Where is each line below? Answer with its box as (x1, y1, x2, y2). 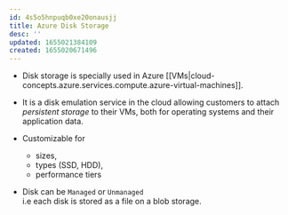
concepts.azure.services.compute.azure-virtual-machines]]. (21, 80, 244, 91)
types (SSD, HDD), (35, 160, 104, 171)
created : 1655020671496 (9, 46, 98, 55)
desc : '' (9, 29, 42, 38)
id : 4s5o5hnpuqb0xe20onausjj (9, 12, 117, 22)
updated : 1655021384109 (9, 37, 98, 47)
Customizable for (21, 133, 86, 144)
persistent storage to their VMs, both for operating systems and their (21, 107, 275, 117)
